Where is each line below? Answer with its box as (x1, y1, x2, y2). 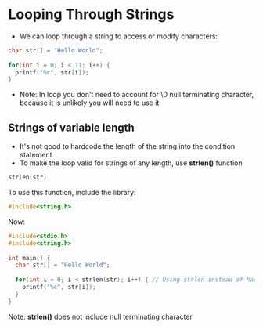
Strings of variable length (8, 121, 135, 134)
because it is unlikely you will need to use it (19, 98, 160, 107)
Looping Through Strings (8, 5, 175, 23)
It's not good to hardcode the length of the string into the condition (19, 142, 236, 151)
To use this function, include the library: (8, 188, 136, 197)
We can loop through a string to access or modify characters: (19, 31, 218, 41)
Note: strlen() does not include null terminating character (8, 312, 193, 321)
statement (19, 150, 52, 160)
